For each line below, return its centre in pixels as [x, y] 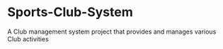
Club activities [28, 38]
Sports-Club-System [70, 12]
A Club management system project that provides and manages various [112, 31]
